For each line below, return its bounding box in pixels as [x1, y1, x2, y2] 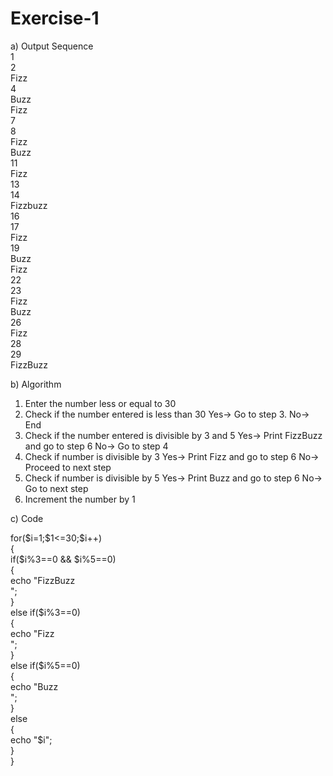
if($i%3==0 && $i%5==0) [10, 553, 117, 565]
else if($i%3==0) [10, 606, 81, 618]
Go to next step [24, 482, 89, 494]
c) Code [10, 512, 44, 524]
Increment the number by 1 [24, 493, 136, 505]
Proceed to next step [24, 461, 112, 473]
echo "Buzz [10, 680, 59, 692]
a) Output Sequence [10, 40, 94, 52]
